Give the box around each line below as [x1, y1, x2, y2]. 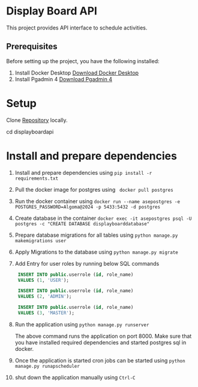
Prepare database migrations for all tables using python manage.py [14, 231, 178, 239]
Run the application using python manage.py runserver [14, 320, 149, 328]
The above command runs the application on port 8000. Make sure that [14, 332, 192, 340]
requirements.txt [14, 175, 59, 181]
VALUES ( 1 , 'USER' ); [17, 277, 70, 283]
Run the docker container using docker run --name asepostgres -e [14, 197, 181, 205]
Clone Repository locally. [6, 116, 68, 124]
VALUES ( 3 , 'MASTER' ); [17, 310, 75, 316]
